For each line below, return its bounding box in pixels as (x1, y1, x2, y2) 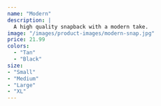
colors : (7, 43, 30, 50)
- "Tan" (13, 50, 36, 56)
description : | (7, 17, 52, 24)
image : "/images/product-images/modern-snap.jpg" (7, 29, 155, 37)
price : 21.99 (7, 36, 45, 43)
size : (7, 62, 23, 69)
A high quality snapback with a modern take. (13, 23, 149, 30)
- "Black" (13, 56, 42, 63)
